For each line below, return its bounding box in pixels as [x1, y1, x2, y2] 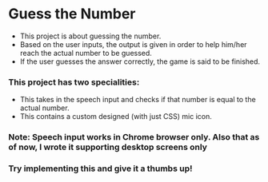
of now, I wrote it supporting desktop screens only [8, 141, 208, 152]
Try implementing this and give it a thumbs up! [8, 163, 193, 174]
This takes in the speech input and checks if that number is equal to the [19, 95, 256, 105]
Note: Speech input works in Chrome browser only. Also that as [8, 132, 260, 143]
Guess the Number [8, 5, 136, 23]
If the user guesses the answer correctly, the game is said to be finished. [19, 57, 261, 66]
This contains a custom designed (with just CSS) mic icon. [19, 112, 212, 121]
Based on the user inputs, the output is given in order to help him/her [19, 39, 247, 49]
